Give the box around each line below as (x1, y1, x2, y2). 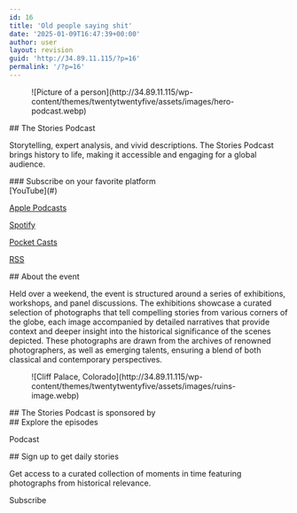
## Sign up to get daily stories (9, 451, 120, 462)
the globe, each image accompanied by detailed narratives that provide (9, 316, 270, 327)
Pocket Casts (9, 237, 58, 247)
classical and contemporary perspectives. (9, 354, 162, 364)
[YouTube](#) (9, 185, 58, 196)
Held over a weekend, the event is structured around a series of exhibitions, (9, 288, 286, 299)
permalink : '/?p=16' (9, 63, 86, 72)
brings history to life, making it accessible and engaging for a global (9, 149, 257, 159)
